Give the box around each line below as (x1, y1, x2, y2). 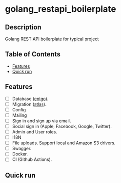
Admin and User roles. (12, 129, 58, 134)
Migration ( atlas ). (12, 101, 47, 107)
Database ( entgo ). (12, 96, 49, 102)
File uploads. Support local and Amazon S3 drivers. (12, 140, 116, 146)
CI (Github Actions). (12, 157, 52, 162)
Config (12, 106, 26, 112)
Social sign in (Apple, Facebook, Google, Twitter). (12, 123, 112, 129)
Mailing (12, 112, 27, 118)
